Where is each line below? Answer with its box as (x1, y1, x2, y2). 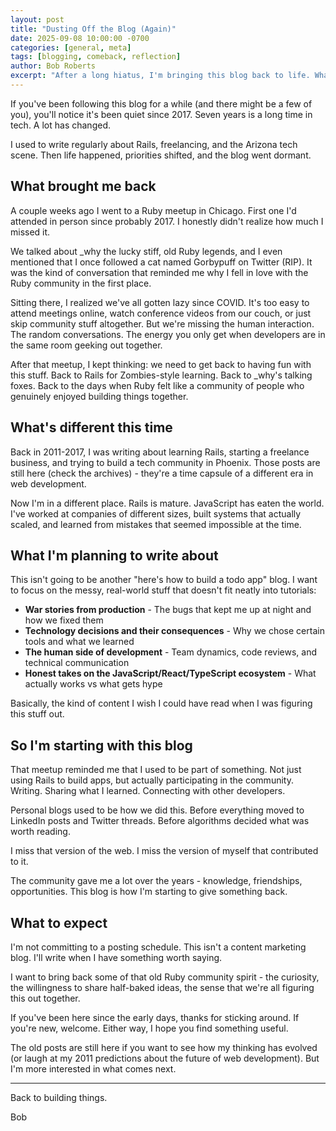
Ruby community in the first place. (10, 277, 152, 289)
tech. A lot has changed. (10, 119, 111, 131)
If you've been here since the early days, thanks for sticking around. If (10, 1011, 300, 1023)
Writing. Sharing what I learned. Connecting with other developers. (10, 785, 286, 797)
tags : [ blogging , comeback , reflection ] (10, 52, 182, 62)
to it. (10, 856, 29, 868)
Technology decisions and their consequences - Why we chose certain (24, 625, 325, 637)
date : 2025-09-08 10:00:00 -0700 (10, 33, 150, 43)
